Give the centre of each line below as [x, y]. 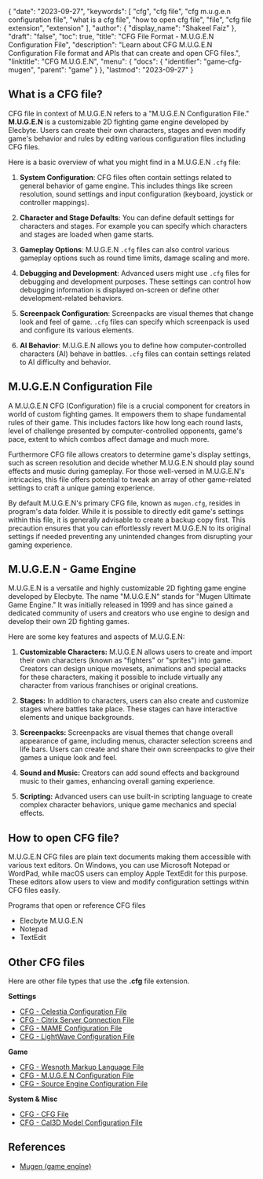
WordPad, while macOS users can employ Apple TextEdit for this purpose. [128, 874]
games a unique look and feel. [68, 758]
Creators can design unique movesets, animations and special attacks [133, 669]
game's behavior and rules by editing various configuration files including [127, 138]
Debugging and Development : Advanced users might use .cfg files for [135, 273]
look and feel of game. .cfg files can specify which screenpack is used [134, 321]
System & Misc [33, 1099]
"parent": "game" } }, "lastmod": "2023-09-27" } [115, 70]
